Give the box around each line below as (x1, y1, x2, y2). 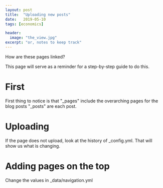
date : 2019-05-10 (5, 17, 46, 22)
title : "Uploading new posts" (5, 12, 71, 17)
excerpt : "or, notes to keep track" (5, 40, 82, 45)
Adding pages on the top (5, 160, 110, 172)
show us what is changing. (5, 143, 60, 149)
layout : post (5, 7, 33, 13)
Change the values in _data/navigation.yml (5, 177, 93, 183)
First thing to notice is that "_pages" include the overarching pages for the (5, 98, 158, 104)
